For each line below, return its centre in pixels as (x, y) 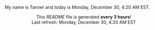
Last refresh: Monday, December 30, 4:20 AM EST (84, 22)
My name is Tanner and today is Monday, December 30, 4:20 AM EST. (77, 7)
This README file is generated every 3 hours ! (84, 17)
